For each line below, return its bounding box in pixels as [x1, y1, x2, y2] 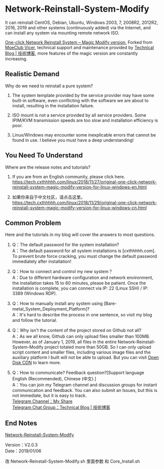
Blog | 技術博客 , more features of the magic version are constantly [5, 50, 138, 56]
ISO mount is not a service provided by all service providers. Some [12, 112, 146, 118]
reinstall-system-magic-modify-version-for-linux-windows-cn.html [12, 205, 147, 211]
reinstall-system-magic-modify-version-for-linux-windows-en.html [12, 184, 147, 190]
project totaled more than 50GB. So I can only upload [44, 344, 151, 350]
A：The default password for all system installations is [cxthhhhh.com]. [12, 248, 156, 254]
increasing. [5, 56, 28, 61]
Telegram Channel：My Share [12, 398, 73, 404]
